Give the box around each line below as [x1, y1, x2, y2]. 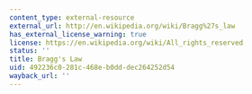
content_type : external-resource [9, 13, 135, 22]
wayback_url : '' [9, 72, 70, 81]
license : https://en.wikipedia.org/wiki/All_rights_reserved [9, 38, 244, 47]
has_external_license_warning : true [9, 30, 147, 38]
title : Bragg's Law [9, 55, 83, 64]
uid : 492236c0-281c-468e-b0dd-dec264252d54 [9, 64, 175, 73]
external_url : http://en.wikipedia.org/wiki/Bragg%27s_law [9, 21, 236, 30]
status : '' [9, 47, 50, 56]
